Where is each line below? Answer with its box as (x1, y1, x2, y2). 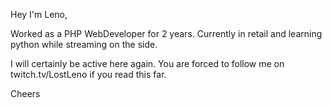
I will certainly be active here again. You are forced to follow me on (10, 58, 285, 69)
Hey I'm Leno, (10, 9, 68, 20)
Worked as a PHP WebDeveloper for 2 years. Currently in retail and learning (10, 28, 323, 39)
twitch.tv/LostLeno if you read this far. (10, 69, 167, 80)
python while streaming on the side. (10, 39, 158, 50)
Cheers (10, 88, 41, 99)
